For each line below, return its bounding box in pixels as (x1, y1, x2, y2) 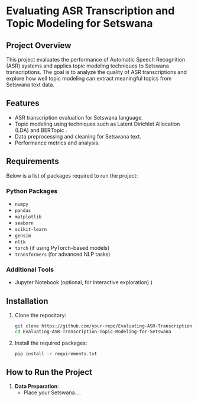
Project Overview (6, 40, 72, 50)
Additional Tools (6, 265, 54, 274)
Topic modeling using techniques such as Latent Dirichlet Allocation (14, 120, 180, 127)
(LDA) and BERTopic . (14, 126, 67, 134)
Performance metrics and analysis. (14, 139, 100, 146)
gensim (14, 233, 31, 239)
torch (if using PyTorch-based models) (14, 244, 110, 251)
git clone (14, 323, 40, 329)
